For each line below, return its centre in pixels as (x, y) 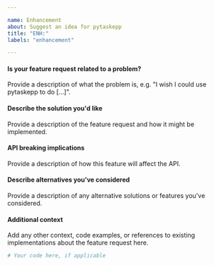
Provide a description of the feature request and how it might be (101, 124)
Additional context (35, 219)
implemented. (27, 131)
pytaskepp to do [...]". (39, 92)
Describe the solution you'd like (55, 109)
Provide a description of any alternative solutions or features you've (106, 196)
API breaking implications (46, 148)
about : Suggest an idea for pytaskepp (64, 27)
